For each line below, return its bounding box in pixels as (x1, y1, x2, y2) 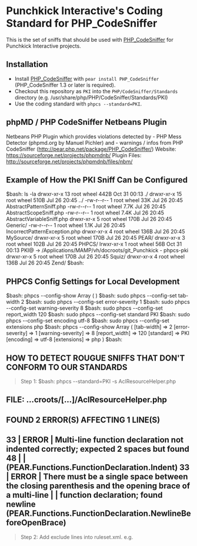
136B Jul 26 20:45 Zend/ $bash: (6, 259, 84, 266)
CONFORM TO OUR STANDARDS (6, 362, 128, 372)
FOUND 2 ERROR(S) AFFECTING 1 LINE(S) (6, 415, 161, 425)
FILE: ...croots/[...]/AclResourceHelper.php (6, 395, 168, 405)
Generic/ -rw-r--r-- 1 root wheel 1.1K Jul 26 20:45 (6, 222, 126, 229)
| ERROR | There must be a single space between (6, 472, 188, 482)
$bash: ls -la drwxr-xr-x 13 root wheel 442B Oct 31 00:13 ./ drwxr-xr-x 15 (6, 190, 182, 198)
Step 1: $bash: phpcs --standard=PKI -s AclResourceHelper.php (20, 378, 176, 385)
